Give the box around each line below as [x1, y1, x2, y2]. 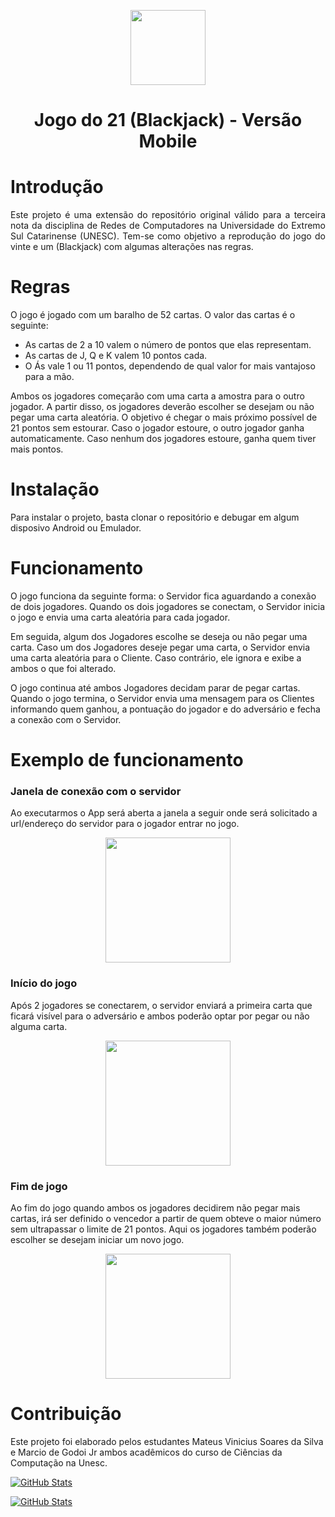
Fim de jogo [10, 1179, 68, 1193]
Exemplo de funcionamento [10, 749, 244, 772]
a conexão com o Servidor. [10, 713, 122, 725]
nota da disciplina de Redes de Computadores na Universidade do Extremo [10, 220, 326, 232]
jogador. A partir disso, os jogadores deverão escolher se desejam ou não [10, 401, 315, 413]
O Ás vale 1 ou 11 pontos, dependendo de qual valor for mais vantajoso [24, 360, 316, 372]
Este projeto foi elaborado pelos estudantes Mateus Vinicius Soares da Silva [10, 1435, 324, 1447]
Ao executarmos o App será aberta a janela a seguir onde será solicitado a [10, 807, 318, 819]
